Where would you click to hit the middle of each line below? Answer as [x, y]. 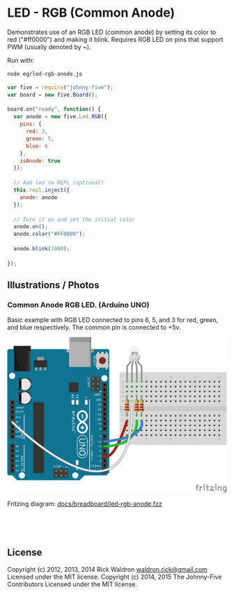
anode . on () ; [31, 227]
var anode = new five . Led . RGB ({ [61, 117]
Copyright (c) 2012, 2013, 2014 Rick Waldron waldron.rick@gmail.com [107, 569]
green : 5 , [40, 138]
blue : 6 [37, 146]
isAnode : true [40, 161]
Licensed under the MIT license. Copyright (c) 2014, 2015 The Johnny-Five [115, 577]
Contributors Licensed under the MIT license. [72, 584]
